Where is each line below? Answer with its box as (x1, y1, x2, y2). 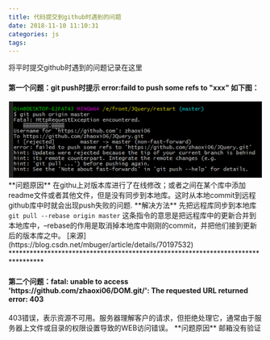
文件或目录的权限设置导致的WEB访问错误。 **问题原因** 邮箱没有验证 (29, 323, 262, 333)
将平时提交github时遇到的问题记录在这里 (8, 63, 143, 73)
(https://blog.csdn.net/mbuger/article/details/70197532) (8, 239, 194, 250)
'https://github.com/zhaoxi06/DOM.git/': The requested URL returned (8, 285, 248, 295)
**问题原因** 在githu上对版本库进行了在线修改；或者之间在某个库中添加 (8, 180, 247, 190)
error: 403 (8, 294, 44, 304)
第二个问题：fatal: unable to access (8, 276, 129, 286)
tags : (8, 39, 27, 47)
